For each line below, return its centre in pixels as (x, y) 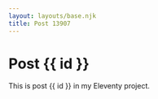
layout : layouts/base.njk (52, 16)
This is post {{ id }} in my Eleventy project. (79, 86)
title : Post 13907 (39, 24)
